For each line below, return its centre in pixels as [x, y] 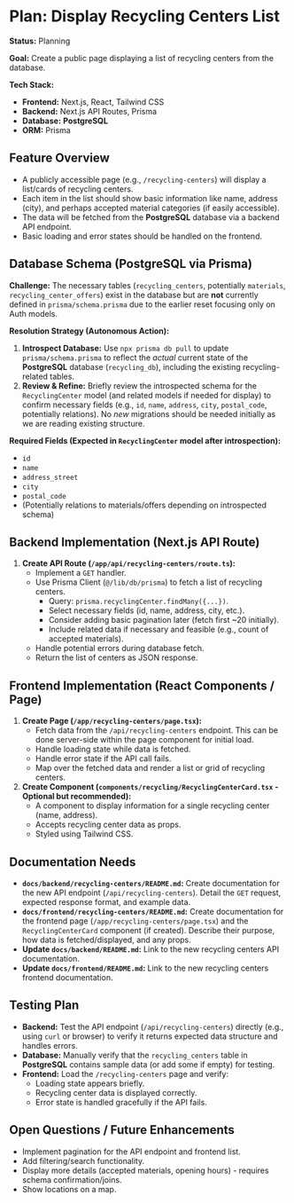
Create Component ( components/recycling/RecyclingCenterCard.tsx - [150, 787]
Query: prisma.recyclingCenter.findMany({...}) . [138, 601]
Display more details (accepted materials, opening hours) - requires [145, 1170]
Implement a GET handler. [81, 573]
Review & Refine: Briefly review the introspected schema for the [139, 385]
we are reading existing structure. [83, 423]
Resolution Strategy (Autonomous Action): [89, 331]
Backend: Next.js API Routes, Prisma [89, 111]
